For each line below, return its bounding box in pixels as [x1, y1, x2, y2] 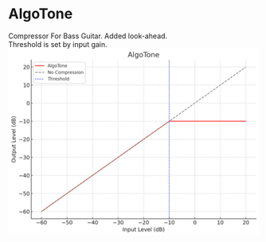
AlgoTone [8, 5, 73, 23]
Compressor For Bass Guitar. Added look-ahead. [8, 31, 168, 41]
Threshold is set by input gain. [8, 39, 108, 49]
